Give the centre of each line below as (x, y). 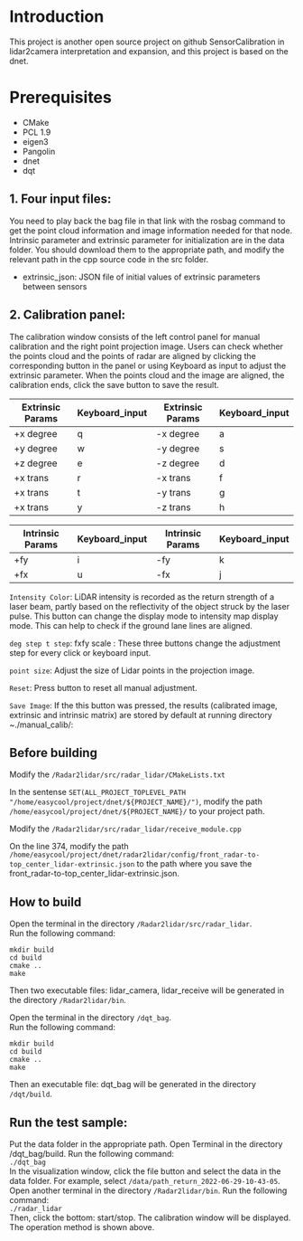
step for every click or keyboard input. (80, 652)
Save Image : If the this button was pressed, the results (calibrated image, (143, 705)
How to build (46, 902)
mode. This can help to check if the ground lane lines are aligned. (131, 625)
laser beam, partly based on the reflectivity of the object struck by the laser (150, 606)
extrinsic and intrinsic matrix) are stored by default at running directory (141, 715)
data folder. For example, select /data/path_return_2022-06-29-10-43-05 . (145, 1180)
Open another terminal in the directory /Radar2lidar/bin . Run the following (148, 1190)
